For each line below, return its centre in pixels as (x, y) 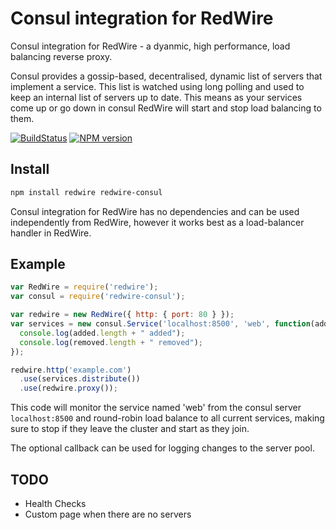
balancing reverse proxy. (61, 56)
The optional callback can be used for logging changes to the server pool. (162, 448)
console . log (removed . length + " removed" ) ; (111, 342)
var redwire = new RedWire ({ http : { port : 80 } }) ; (122, 315)
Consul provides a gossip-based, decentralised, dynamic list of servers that (166, 76)
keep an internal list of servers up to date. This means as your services (156, 97)
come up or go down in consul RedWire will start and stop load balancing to (166, 108)
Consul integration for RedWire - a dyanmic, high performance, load (150, 46)
